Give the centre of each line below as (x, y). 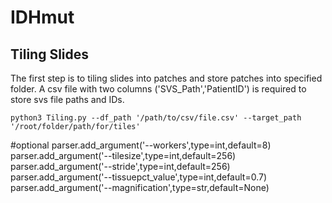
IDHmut (42, 17)
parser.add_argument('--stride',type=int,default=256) (120, 166)
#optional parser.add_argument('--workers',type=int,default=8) (141, 145)
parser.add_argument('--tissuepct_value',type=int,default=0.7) (139, 177)
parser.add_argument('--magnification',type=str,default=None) (140, 187)
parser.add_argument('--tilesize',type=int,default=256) (123, 155)
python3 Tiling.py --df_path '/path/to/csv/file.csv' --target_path (156, 118)
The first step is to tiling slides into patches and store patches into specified (166, 78)
